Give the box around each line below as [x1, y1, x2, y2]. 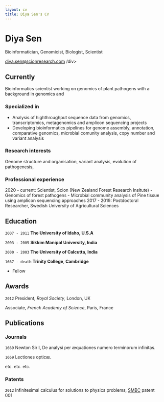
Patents [5, 376, 24, 383]
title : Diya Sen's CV [5, 12, 49, 17]
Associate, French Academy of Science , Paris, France [5, 304, 114, 310]
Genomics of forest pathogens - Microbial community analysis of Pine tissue [5, 192, 160, 199]
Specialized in [5, 103, 39, 110]
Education [5, 217, 37, 226]
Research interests [5, 148, 51, 154]
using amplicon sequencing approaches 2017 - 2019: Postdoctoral [5, 198, 139, 203]
